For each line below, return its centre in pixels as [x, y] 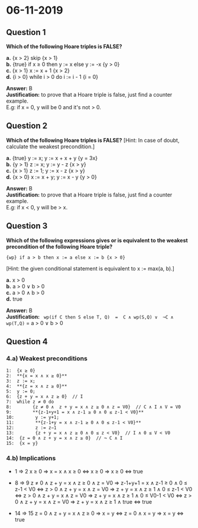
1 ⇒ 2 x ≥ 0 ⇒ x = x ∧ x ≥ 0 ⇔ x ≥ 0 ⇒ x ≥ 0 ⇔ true [79, 471]
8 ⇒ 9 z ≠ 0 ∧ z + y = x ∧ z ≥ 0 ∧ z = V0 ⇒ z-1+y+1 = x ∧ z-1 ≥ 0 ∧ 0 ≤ [101, 483]
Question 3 [27, 226]
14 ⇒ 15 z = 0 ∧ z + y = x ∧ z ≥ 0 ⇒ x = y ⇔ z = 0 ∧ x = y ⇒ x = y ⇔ [99, 513]
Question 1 [26, 32]
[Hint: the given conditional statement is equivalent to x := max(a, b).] [90, 268]
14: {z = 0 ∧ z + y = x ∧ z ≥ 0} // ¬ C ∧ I [64, 438]
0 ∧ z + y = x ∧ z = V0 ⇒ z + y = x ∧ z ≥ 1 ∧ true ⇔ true [83, 501]
